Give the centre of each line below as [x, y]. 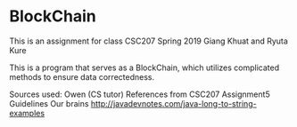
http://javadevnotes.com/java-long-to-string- [173, 103]
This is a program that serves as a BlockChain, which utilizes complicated [144, 67]
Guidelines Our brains [49, 103]
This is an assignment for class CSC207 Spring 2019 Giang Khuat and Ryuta [148, 41]
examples [27, 113]
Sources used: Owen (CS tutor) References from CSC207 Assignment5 [140, 94]
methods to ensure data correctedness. [82, 76]
